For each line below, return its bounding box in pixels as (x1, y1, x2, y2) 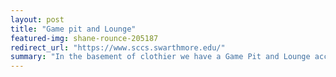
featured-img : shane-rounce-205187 (10, 33, 159, 43)
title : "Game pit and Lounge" (10, 24, 137, 34)
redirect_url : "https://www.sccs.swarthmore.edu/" (10, 42, 226, 53)
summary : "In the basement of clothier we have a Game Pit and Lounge (10, 52, 311, 62)
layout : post (10, 14, 65, 25)
